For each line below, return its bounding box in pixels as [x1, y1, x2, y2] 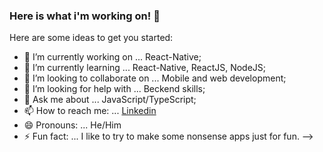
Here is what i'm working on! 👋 [9, 9, 161, 23]
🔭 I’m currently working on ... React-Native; [23, 51, 202, 63]
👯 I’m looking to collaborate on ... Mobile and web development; [23, 72, 287, 84]
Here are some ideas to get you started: [9, 32, 174, 44]
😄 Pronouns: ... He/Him [23, 119, 122, 131]
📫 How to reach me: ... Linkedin [23, 105, 157, 117]
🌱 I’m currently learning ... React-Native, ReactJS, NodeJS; [23, 62, 267, 74]
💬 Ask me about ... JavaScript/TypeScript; [23, 94, 197, 106]
